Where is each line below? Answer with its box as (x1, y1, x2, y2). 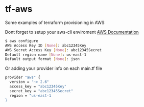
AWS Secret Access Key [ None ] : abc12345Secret (5, 47, 102, 52)
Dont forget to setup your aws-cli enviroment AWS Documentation (5, 29, 139, 35)
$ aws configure (5, 38, 38, 43)
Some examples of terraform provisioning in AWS (5, 20, 105, 25)
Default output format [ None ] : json (5, 57, 80, 62)
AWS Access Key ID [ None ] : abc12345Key (5, 43, 87, 48)
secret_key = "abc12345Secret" (9, 88, 73, 93)
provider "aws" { (5, 75, 41, 80)
